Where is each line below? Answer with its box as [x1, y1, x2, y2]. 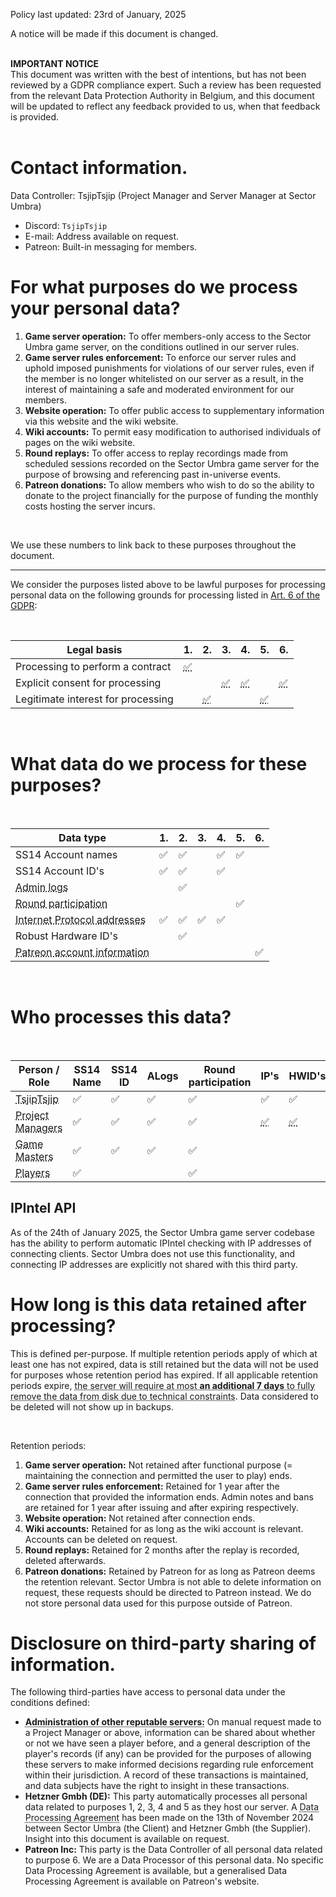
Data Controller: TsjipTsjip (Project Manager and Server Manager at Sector [10, 189, 317, 201]
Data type [58, 830, 107, 844]
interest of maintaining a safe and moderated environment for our [24, 383, 295, 395]
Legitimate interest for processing [15, 692, 174, 706]
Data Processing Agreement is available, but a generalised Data [24, 1865, 288, 1877]
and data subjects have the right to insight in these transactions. [24, 1780, 290, 1792]
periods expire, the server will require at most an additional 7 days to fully [10, 1379, 316, 1391]
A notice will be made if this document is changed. [10, 28, 219, 39]
